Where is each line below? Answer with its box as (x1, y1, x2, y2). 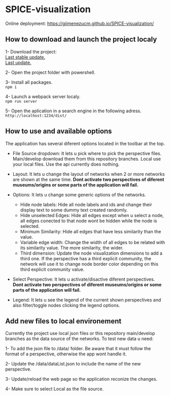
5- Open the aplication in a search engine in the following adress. (5, 108, 142, 114)
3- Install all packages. (5, 79, 53, 85)
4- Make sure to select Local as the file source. (5, 386, 104, 392)
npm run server (5, 99, 38, 104)
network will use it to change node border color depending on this (20, 261, 159, 267)
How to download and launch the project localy (5, 35, 157, 44)
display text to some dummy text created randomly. (20, 207, 128, 213)
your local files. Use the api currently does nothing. (12, 161, 120, 167)
